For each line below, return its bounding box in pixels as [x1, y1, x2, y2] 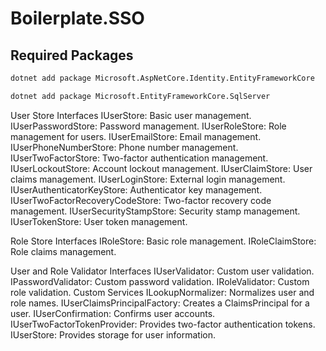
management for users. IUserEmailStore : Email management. [10, 130, 262, 142]
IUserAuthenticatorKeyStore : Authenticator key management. [10, 183, 263, 196]
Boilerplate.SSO [10, 7, 145, 30]
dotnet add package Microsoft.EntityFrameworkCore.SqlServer [10, 91, 271, 101]
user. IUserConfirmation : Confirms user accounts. [10, 307, 216, 319]
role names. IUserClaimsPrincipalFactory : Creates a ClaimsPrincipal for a [10, 297, 310, 309]
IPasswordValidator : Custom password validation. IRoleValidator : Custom [10, 275, 310, 287]
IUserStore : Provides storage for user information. [10, 328, 216, 341]
